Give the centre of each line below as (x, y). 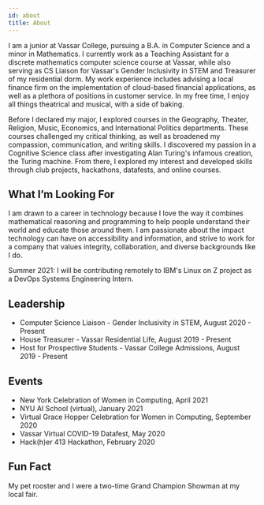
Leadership (37, 303)
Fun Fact (30, 467)
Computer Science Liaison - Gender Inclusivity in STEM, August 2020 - (135, 323)
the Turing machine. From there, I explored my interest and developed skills (130, 161)
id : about (24, 15)
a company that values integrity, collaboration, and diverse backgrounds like (132, 247)
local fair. (23, 494)
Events (26, 381)
